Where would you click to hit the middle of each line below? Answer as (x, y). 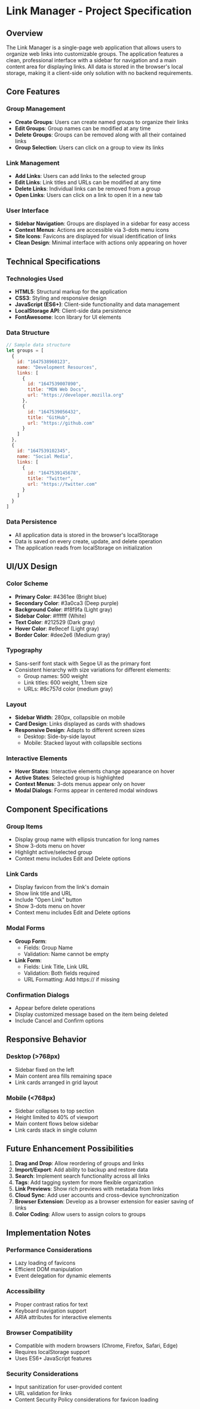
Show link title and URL (43, 893)
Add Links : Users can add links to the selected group (80, 176)
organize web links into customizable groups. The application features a (95, 54)
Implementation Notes (49, 1233)
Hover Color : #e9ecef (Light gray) (57, 628)
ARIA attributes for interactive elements (63, 1317)
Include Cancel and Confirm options (59, 1020)
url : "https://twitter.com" (62, 484)
